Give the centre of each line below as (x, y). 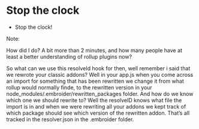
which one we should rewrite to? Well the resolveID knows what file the (94, 100)
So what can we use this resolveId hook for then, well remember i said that (98, 68)
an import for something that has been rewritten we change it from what (95, 81)
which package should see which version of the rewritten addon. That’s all (98, 113)
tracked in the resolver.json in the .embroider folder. (70, 119)
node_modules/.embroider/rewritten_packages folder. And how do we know (100, 94)
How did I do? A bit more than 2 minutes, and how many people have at (94, 50)
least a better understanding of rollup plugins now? (69, 56)
